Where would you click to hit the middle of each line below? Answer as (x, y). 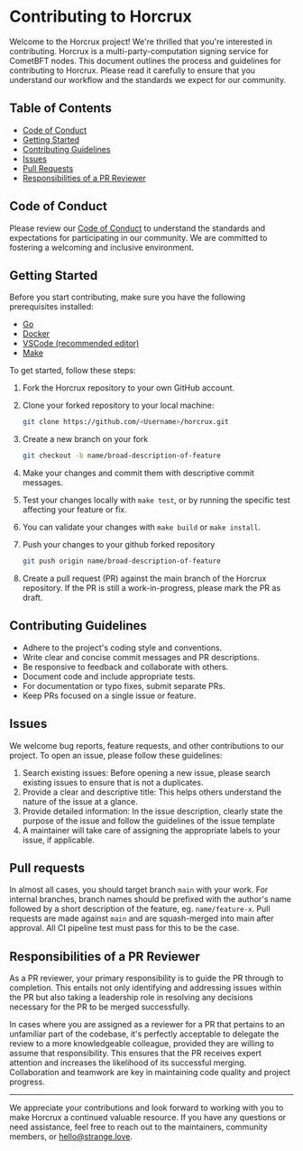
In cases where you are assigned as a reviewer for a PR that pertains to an (147, 1025)
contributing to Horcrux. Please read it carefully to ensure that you (132, 70)
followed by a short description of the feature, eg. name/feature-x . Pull (140, 909)
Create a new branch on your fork (85, 439)
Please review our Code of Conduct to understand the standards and (138, 228)
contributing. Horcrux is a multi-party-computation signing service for (139, 51)
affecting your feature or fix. (75, 510)
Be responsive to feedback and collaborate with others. (125, 667)
